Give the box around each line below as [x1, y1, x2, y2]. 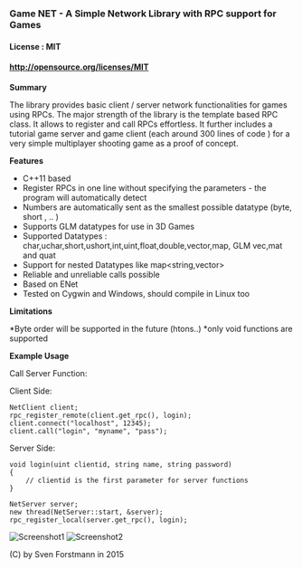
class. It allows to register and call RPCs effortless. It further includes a [9, 119, 273, 129]
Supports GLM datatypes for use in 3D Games [22, 221, 195, 232]
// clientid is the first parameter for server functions [25, 476, 249, 485]
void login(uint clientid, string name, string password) [9, 460, 232, 469]
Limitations [9, 306, 52, 317]
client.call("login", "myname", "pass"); [9, 426, 168, 436]
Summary [9, 81, 47, 92]
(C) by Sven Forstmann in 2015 [9, 548, 125, 559]
